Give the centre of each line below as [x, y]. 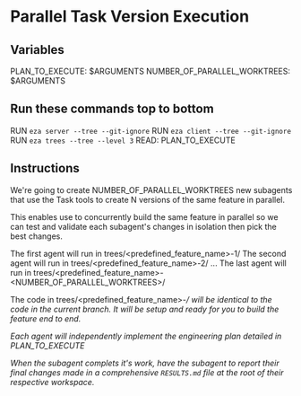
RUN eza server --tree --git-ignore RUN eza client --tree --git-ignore [151, 130]
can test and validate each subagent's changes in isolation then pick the [143, 226]
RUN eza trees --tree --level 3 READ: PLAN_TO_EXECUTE [123, 140]
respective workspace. [52, 382]
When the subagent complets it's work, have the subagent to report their [145, 363]
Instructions [45, 168]
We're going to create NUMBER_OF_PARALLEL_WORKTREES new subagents [151, 189]
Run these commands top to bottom [112, 109]
